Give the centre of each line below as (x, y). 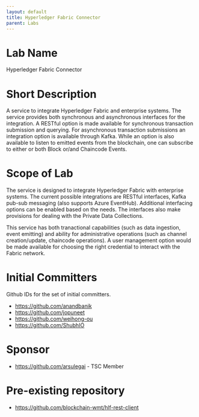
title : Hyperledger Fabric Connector (54, 18)
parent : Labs (23, 23)
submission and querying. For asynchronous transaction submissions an (96, 130)
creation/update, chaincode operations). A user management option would (99, 240)
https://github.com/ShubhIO (50, 325)
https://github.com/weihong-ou (54, 319)
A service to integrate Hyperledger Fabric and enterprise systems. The (94, 111)
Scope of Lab (40, 173)
